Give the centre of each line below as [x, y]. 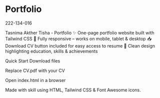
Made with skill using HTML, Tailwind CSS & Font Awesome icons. [73, 90]
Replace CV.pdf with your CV [35, 70]
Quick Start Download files [33, 60]
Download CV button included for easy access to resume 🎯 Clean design [80, 45]
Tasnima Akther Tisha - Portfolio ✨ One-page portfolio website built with [80, 32]
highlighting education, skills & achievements [51, 51]
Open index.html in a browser [35, 80]
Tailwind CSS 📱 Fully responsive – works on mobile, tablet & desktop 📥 [78, 38]
